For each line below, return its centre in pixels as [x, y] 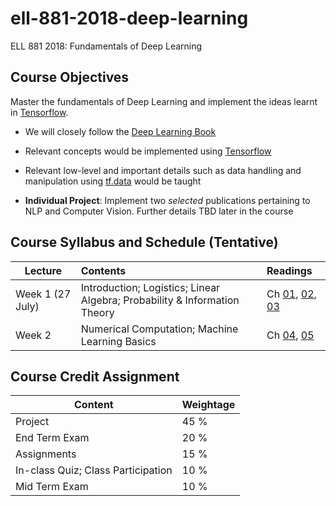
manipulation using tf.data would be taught [113, 181]
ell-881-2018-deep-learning [129, 18]
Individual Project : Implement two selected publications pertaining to [167, 200]
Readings [289, 270]
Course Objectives [70, 77]
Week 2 [33, 335]
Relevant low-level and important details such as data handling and [163, 170]
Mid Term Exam [52, 487]
